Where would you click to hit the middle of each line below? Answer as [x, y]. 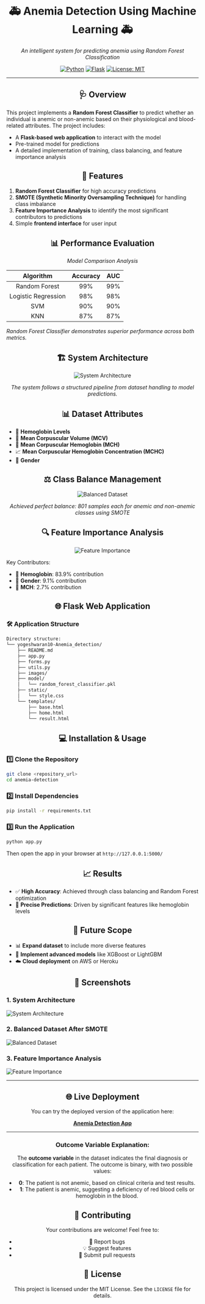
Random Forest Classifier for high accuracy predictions [86, 191]
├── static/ [32, 690]
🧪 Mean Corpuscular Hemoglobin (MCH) [67, 444]
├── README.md [35, 650]
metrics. [17, 338]
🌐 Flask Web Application [103, 606]
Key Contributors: [28, 562]
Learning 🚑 [103, 30]
